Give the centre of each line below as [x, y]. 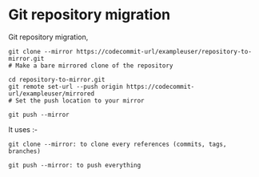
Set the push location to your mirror [80, 101]
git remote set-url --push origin [66, 86]
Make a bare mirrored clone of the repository [94, 66]
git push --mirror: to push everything [75, 165]
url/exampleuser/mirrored [51, 94]
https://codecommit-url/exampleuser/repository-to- [164, 51]
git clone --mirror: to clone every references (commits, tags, [118, 144]
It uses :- [23, 129]
